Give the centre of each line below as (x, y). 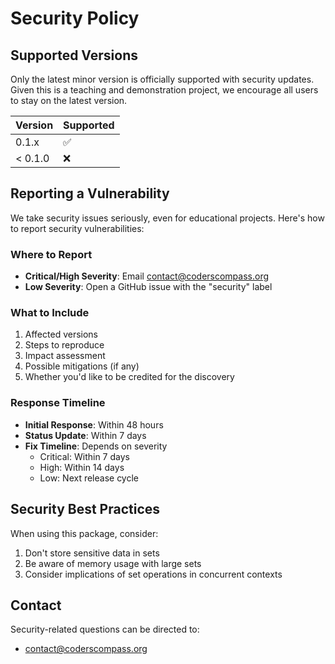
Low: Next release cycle (89, 478)
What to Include (50, 313)
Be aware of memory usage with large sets (113, 563)
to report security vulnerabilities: (77, 228)
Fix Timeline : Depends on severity (96, 446)
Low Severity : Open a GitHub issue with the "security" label (148, 287)
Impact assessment (65, 356)
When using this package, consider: (84, 533)
